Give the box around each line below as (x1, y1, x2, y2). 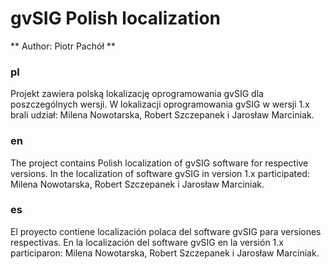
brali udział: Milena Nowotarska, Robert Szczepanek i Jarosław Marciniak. (10, 109, 315, 121)
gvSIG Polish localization (10, 7, 221, 30)
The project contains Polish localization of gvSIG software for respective (10, 157, 309, 169)
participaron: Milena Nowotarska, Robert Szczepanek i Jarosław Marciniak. (10, 247, 320, 259)
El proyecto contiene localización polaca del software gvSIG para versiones (10, 225, 322, 237)
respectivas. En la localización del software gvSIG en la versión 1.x (10, 236, 284, 248)
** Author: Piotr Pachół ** (10, 40, 116, 52)
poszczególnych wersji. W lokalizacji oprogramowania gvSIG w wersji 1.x (10, 98, 310, 111)
